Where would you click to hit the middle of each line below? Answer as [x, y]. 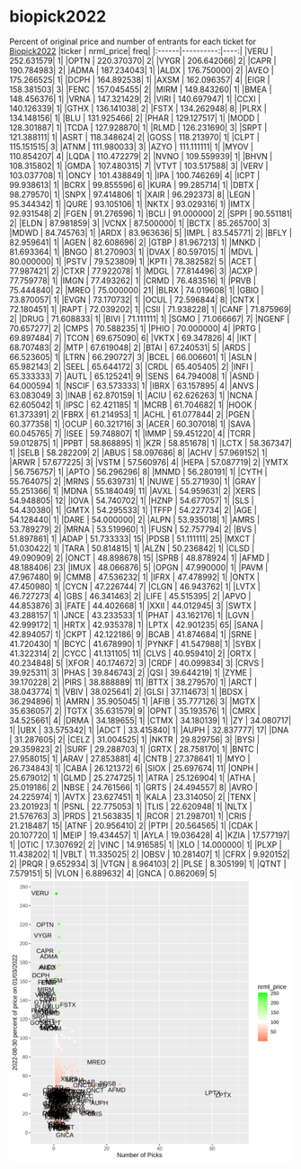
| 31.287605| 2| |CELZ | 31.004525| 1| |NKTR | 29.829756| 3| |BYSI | [135, 739]
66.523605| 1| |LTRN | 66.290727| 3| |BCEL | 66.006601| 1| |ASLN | [133, 356]
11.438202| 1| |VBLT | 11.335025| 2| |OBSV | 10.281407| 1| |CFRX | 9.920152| [150, 854]
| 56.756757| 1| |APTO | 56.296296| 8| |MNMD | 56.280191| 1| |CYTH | [138, 472]
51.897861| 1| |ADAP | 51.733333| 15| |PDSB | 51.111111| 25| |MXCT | [133, 538]
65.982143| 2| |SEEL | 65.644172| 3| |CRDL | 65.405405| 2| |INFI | [131, 366]
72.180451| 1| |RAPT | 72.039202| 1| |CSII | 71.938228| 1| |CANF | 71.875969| [150, 309]
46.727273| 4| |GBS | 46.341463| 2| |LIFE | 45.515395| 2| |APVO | [130, 596]
